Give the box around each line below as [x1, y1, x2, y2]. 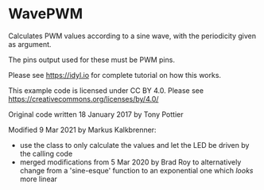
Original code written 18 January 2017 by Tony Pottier [8, 109, 184, 119]
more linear [19, 174, 58, 184]
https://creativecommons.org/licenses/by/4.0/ [8, 94, 159, 103]
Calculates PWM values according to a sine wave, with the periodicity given [8, 31, 257, 41]
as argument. [8, 39, 52, 48]
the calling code [19, 149, 73, 158]
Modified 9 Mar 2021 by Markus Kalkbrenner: [8, 125, 157, 134]
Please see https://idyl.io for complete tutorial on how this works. [8, 70, 221, 79]
